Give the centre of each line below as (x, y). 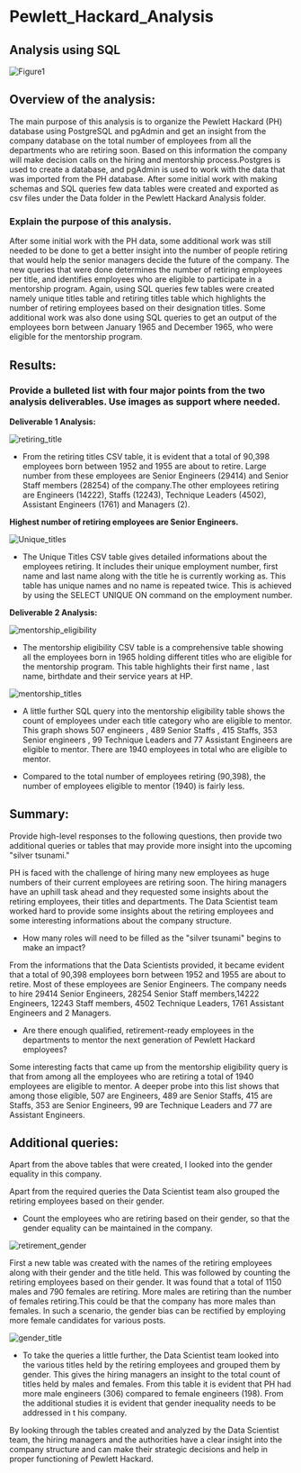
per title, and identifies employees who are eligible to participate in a (136, 279)
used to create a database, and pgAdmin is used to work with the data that (147, 169)
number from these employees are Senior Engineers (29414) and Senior (155, 476)
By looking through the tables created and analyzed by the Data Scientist (144, 1431)
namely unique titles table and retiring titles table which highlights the (138, 298)
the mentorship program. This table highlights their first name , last (146, 666)
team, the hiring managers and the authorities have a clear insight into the (146, 1440)
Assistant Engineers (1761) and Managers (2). (106, 504)
